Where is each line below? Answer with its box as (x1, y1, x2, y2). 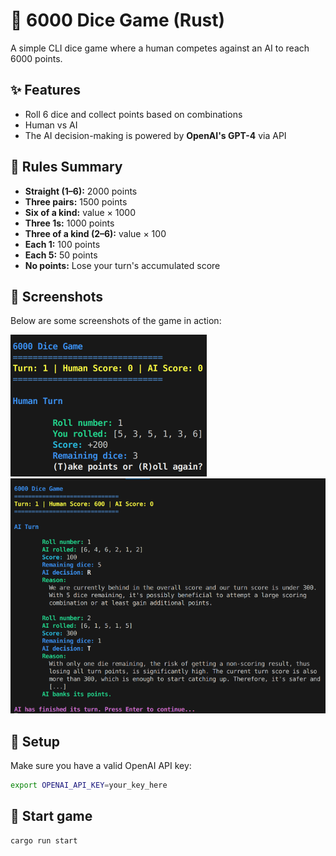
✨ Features (10, 82, 81, 99)
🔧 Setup (10, 733, 61, 750)
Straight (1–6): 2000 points (24, 185, 138, 197)
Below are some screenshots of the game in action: (10, 315, 222, 327)
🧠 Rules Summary (10, 159, 123, 176)
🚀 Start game (10, 808, 93, 825)
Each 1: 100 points (24, 238, 101, 250)
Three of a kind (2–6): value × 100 (24, 227, 167, 239)
